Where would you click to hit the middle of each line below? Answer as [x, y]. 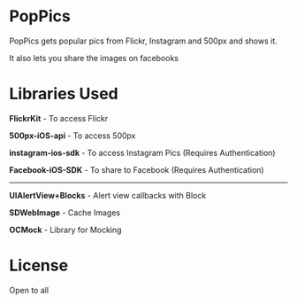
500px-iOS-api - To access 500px [72, 136]
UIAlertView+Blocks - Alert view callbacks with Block [108, 195]
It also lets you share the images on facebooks [94, 58]
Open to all [29, 290]
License [39, 265]
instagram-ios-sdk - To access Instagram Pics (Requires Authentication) [142, 152]
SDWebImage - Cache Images [65, 212]
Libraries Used [64, 94]
